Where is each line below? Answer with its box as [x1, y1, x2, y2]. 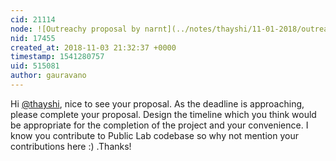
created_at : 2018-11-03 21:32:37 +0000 [10, 42, 177, 53]
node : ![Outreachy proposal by [10, 24, 141, 34]
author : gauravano [10, 71, 87, 81]
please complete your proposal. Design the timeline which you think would [10, 108, 317, 120]
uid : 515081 [10, 61, 60, 71]
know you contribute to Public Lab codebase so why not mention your [10, 129, 299, 141]
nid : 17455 [10, 33, 56, 43]
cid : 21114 [10, 14, 56, 25]
